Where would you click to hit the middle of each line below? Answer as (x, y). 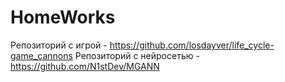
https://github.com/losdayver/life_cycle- (192, 45)
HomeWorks (63, 17)
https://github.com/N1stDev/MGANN (85, 66)
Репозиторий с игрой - (59, 45)
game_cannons (41, 55)
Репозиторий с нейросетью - (137, 55)
